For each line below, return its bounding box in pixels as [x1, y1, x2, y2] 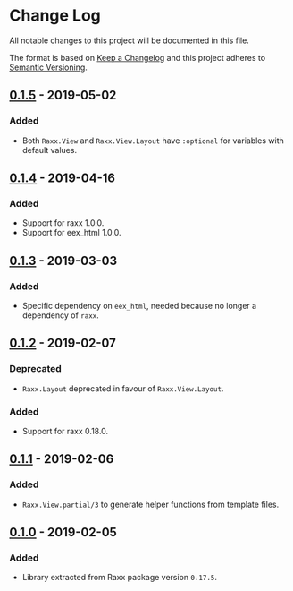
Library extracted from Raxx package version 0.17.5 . [21, 572, 217, 583]
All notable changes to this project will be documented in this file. [9, 35, 250, 46]
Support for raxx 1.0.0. [21, 218, 105, 228]
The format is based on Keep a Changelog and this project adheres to [9, 52, 266, 63]
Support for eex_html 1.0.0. [21, 227, 121, 238]
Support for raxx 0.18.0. [21, 425, 109, 436]
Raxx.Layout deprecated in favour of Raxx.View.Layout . [21, 382, 224, 394]
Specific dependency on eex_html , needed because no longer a [21, 301, 257, 311]
